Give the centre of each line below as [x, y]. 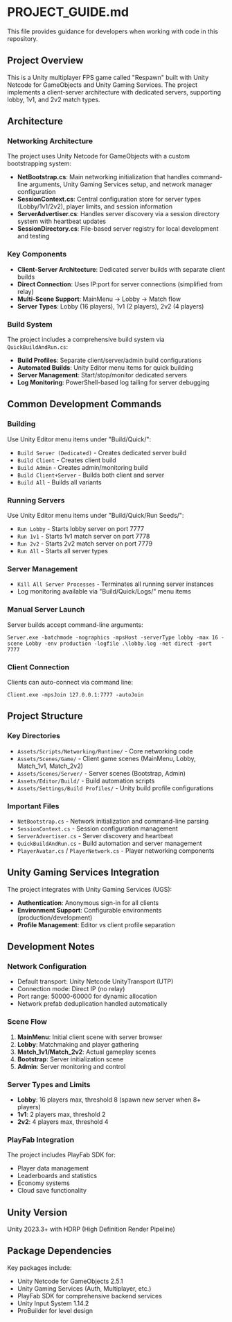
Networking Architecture [50, 141]
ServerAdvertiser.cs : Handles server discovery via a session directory [118, 214]
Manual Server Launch [46, 610]
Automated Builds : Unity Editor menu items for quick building [105, 368]
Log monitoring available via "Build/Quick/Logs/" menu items [104, 591]
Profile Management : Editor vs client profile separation [96, 924]
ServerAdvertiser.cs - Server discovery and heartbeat [95, 835]
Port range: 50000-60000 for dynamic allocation [87, 996]
